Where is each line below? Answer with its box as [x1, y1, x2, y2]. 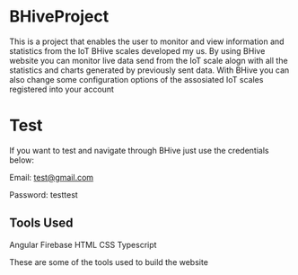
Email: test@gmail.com [9, 172, 94, 182]
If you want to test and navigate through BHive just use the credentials [9, 145, 269, 155]
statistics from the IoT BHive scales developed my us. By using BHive [9, 45, 266, 56]
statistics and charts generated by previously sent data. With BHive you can [9, 65, 290, 75]
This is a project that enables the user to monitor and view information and [9, 36, 285, 47]
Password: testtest [9, 189, 78, 200]
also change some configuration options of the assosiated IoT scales [9, 74, 264, 84]
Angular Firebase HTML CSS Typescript [9, 239, 157, 250]
